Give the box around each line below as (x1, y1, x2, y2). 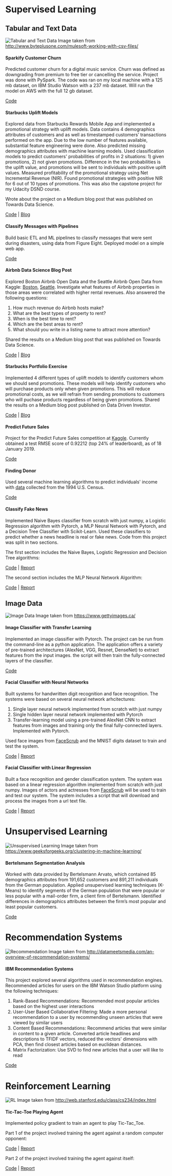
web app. (5, 245, 25, 251)
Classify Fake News (5, 506, 49, 512)
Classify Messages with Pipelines (5, 223, 79, 229)
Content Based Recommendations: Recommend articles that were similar (12, 1025, 167, 1031)
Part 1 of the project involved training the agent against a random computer (5, 1130, 164, 1136)
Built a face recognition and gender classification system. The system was (5, 776, 162, 782)
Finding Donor (5, 467, 36, 474)
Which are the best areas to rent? (12, 321, 83, 327)
